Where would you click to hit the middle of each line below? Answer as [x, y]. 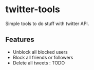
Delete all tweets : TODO [39, 63]
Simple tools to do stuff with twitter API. [47, 24]
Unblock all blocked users [40, 52]
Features [20, 40]
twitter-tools [33, 9]
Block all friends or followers [43, 57]
